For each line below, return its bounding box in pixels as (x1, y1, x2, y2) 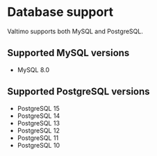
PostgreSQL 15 (17, 104, 60, 112)
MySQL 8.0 (17, 65, 50, 73)
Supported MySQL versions (7, 47, 130, 59)
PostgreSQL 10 (17, 141, 60, 149)
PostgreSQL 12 (17, 126, 60, 135)
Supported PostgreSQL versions (7, 86, 151, 98)
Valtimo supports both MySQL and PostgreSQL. (7, 27, 144, 35)
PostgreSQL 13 (17, 119, 60, 127)
